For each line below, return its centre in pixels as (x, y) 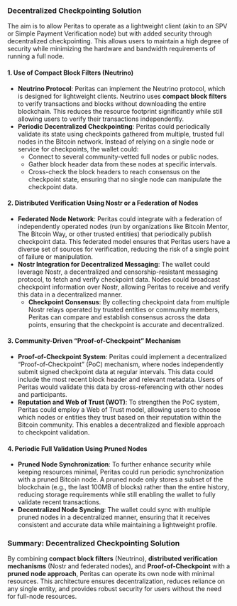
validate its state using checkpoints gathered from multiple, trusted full (121, 134)
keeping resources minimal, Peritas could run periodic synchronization (121, 472)
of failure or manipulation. (55, 256)
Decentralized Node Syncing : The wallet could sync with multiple (114, 510)
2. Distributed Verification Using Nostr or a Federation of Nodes (103, 203)
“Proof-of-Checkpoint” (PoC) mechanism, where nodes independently (120, 364)
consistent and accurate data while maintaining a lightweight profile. (117, 525)
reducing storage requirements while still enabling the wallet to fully (117, 495)
